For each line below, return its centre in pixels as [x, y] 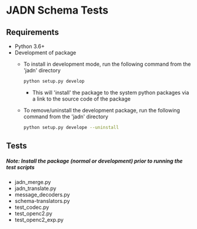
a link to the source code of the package [81, 99]
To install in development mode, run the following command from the [107, 64]
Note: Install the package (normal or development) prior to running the [94, 161]
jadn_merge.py [33, 182]
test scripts [20, 167]
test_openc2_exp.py [39, 220]
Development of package [45, 53]
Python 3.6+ [30, 46]
